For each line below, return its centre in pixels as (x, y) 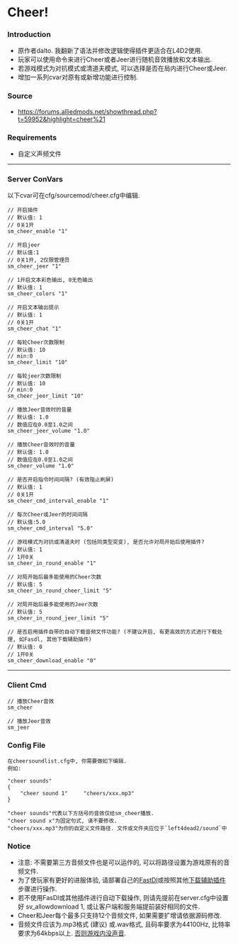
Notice (19, 846)
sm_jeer (19, 727)
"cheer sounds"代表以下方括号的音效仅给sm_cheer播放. (81, 813)
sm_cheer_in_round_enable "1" (52, 564)
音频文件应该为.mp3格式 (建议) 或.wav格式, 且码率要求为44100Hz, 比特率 (124, 924)
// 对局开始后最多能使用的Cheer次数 (54, 577)
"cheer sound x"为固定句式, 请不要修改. (62, 821)
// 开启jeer (24, 245)
